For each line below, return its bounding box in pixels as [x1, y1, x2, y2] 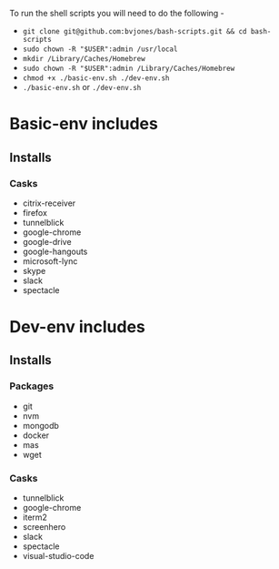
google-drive [22, 236, 72, 247]
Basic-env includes [9, 114, 159, 135]
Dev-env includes [9, 317, 145, 338]
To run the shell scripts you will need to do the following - [9, 8, 224, 18]
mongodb [22, 420, 59, 431]
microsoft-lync [22, 255, 78, 267]
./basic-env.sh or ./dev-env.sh [22, 82, 142, 92]
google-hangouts [22, 246, 88, 257]
